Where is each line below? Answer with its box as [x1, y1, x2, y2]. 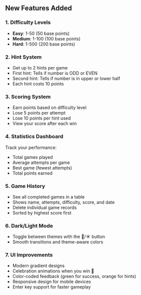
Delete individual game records [12, 204, 77, 210]
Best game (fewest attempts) [12, 164, 72, 170]
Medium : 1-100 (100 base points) [12, 35, 81, 41]
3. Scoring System [5, 93, 51, 100]
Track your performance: [5, 144, 56, 150]
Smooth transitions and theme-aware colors [12, 239, 103, 245]
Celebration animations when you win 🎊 [12, 268, 94, 274]
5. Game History [5, 182, 45, 189]
